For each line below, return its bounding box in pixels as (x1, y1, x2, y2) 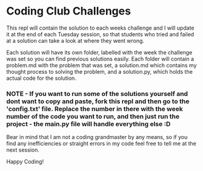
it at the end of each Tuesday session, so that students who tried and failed (6, 30, 195, 37)
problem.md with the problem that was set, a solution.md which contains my (6, 62, 197, 69)
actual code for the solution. (6, 74, 77, 82)
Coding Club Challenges (6, 4, 131, 18)
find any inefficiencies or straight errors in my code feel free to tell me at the (6, 140, 197, 147)
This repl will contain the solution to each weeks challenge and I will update (6, 24, 195, 31)
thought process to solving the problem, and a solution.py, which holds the (6, 68, 193, 75)
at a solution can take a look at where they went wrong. (6, 37, 144, 44)
